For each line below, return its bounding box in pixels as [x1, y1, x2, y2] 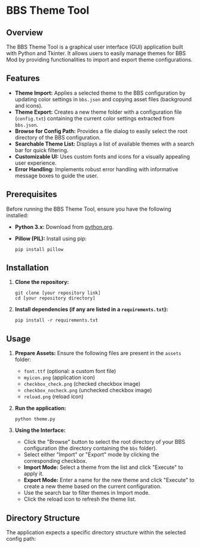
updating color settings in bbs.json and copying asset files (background [14, 95, 192, 102]
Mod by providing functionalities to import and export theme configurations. [6, 56, 193, 63]
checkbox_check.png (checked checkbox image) [23, 380, 141, 387]
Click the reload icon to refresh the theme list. [23, 495, 136, 503]
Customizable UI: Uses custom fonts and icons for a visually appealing [14, 153, 190, 160]
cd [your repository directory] [14, 295, 96, 301]
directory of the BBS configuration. [14, 134, 101, 141]
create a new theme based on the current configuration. [23, 483, 162, 490]
